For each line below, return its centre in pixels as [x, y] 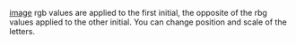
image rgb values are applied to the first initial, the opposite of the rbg [138, 13]
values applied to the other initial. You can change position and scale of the [148, 22]
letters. [22, 31]
